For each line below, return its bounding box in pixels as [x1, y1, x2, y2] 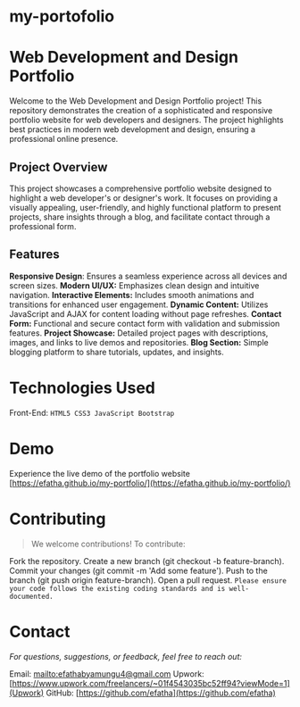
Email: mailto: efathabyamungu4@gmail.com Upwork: [9, 668, 204, 679]
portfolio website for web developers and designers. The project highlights [9, 114, 284, 126]
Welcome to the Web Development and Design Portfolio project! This [9, 96, 262, 106]
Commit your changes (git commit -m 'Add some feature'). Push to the [9, 565, 268, 576]
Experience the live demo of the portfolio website [9, 468, 190, 478]
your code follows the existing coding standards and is [9, 584, 226, 593]
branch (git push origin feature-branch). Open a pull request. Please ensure [9, 574, 287, 586]
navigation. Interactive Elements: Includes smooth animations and [9, 289, 254, 300]
